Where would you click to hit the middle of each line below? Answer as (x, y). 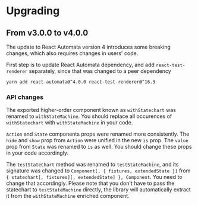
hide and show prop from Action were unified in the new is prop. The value (97, 140)
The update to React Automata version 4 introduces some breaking (89, 47)
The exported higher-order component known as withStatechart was (91, 110)
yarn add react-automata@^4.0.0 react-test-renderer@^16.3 (81, 82)
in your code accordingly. (37, 153)
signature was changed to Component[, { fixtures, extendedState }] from (98, 171)
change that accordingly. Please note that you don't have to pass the (90, 183)
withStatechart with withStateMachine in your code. (70, 123)
